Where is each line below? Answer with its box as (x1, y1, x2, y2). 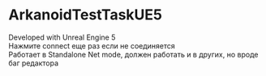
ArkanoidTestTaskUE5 (8, 6, 162, 24)
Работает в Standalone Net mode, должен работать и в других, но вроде (8, 49, 259, 59)
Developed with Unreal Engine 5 (8, 32, 116, 42)
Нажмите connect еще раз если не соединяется (8, 40, 176, 50)
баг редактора (8, 58, 59, 68)
